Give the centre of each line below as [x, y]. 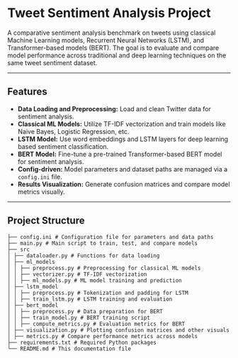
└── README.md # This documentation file [69, 349]
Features [27, 92]
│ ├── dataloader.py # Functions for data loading [84, 256]
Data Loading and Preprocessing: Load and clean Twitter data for [114, 108]
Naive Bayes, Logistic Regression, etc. [73, 131]
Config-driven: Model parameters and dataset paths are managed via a [123, 169]
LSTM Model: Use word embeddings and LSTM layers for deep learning [123, 139]
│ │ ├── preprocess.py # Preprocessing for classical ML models [104, 268]
